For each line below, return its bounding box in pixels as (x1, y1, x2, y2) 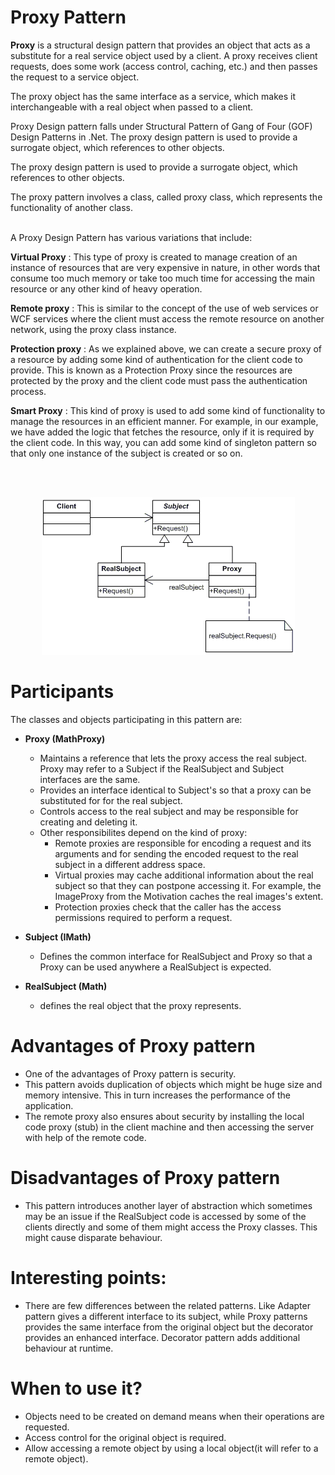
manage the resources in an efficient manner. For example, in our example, (10, 415, 319, 427)
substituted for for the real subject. (39, 794, 183, 806)
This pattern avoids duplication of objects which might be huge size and (24, 1078, 323, 1090)
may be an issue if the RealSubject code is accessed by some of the (24, 1210, 307, 1222)
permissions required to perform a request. (54, 911, 233, 923)
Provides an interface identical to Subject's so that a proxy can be (39, 784, 312, 796)
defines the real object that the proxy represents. (39, 999, 242, 1011)
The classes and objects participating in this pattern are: (10, 713, 243, 725)
